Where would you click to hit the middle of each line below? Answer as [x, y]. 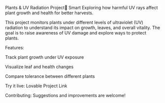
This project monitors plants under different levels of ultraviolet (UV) [74, 22]
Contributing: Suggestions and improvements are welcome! [65, 95]
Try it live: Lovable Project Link [36, 86]
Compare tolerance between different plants [50, 76]
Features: [15, 48]
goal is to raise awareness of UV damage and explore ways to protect [76, 33]
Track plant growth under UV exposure [45, 57]
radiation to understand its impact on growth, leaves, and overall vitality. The [83, 28]
